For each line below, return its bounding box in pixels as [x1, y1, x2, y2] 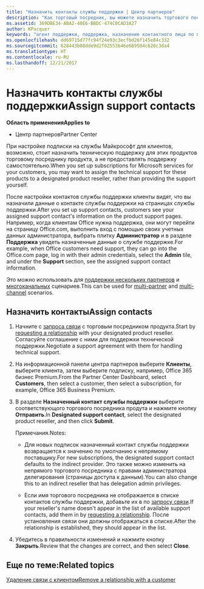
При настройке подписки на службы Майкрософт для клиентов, [6, 142, 173, 150]
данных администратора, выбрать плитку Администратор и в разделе [6, 232, 192, 239]
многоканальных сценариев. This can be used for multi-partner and [6, 282, 178, 290]
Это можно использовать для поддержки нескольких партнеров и [6, 276, 180, 284]
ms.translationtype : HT [6, 49, 67, 55]
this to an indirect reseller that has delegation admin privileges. [24, 480, 182, 487]
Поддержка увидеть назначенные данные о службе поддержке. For [6, 239, 183, 246]
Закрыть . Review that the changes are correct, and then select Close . [15, 542, 190, 549]
